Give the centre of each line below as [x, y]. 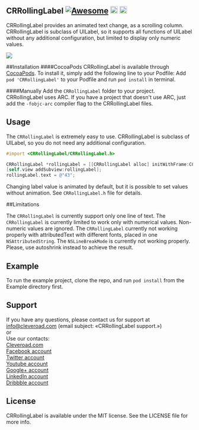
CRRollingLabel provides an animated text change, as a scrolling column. [95, 25]
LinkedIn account [27, 376]
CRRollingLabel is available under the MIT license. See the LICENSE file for [97, 415]
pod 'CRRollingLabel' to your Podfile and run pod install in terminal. [91, 79]
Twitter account [25, 357]
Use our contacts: [28, 338]
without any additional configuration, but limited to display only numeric [93, 38]
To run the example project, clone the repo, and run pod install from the [95, 280]
